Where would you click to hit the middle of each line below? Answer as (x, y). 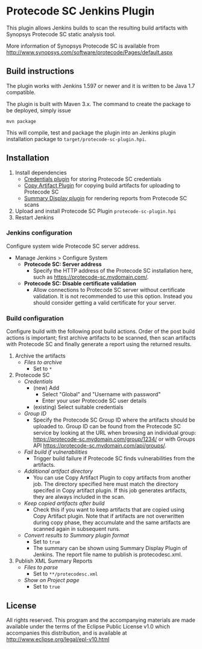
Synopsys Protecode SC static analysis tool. (61, 34)
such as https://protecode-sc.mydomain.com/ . (91, 277)
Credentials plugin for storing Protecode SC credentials (93, 179)
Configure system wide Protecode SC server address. (73, 246)
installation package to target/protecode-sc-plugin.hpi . (76, 139)
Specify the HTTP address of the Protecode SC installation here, (113, 270)
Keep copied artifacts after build (64, 503)
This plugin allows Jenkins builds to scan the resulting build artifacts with (97, 28)
